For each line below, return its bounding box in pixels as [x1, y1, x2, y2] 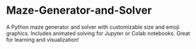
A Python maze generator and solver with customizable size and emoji [6, 23, 180, 30]
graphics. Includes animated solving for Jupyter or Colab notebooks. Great [6, 29, 190, 36]
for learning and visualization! [6, 36, 79, 43]
